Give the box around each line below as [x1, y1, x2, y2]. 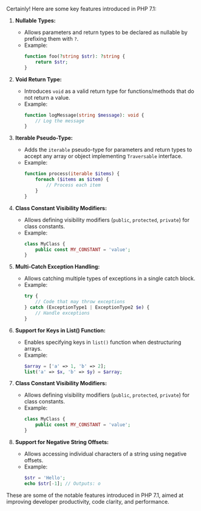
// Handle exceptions [35, 310, 90, 316]
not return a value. [24, 94, 70, 101]
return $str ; [35, 59, 69, 65]
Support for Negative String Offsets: [15, 439, 109, 445]
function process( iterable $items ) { [24, 171, 120, 177]
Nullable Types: [15, 17, 56, 24]
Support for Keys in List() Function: [15, 326, 106, 334]
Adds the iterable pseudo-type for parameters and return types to [24, 146, 192, 154]
